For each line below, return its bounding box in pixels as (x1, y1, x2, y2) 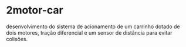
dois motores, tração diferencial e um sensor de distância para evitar (6, 29, 173, 36)
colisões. (6, 35, 28, 42)
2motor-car (6, 4, 63, 17)
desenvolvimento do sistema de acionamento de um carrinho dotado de (6, 23, 180, 30)
